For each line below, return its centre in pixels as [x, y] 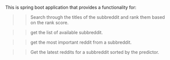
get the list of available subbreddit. [66, 32]
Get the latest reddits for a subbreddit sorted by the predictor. [95, 52]
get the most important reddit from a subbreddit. [81, 42]
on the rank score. [49, 23]
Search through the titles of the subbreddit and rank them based [97, 17]
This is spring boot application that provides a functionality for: [71, 7]
